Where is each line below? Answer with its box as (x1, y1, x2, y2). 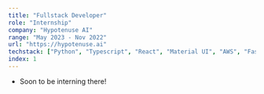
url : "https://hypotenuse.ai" (8, 41, 108, 49)
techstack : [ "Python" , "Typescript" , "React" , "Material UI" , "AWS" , (8, 48, 241, 56)
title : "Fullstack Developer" (8, 11, 108, 20)
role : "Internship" (8, 19, 72, 27)
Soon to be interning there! (19, 76, 107, 86)
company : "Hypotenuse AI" (8, 26, 93, 34)
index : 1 (8, 56, 37, 63)
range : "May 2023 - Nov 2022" (8, 33, 108, 42)
